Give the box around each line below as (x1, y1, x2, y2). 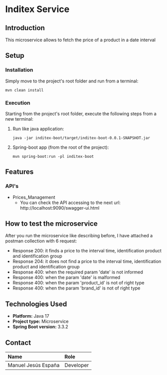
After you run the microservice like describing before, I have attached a (5, 233, 153, 239)
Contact (5, 338, 31, 347)
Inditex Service (5, 4, 69, 15)
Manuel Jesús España (8, 362, 60, 369)
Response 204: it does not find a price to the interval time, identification (12, 258, 161, 264)
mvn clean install (5, 87, 44, 92)
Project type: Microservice (12, 318, 69, 325)
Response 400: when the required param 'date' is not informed (12, 269, 143, 275)
